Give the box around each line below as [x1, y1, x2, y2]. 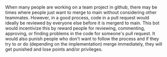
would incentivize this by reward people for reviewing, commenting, [5, 25, 145, 31]
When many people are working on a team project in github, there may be [5, 4, 157, 10]
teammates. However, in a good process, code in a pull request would [5, 15, 149, 20]
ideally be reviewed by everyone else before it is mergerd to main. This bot [5, 20, 159, 26]
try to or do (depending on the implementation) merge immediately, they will [5, 41, 162, 47]
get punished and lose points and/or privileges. [5, 47, 103, 52]
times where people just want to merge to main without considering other [5, 9, 157, 15]
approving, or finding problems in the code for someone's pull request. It [5, 31, 155, 36]
